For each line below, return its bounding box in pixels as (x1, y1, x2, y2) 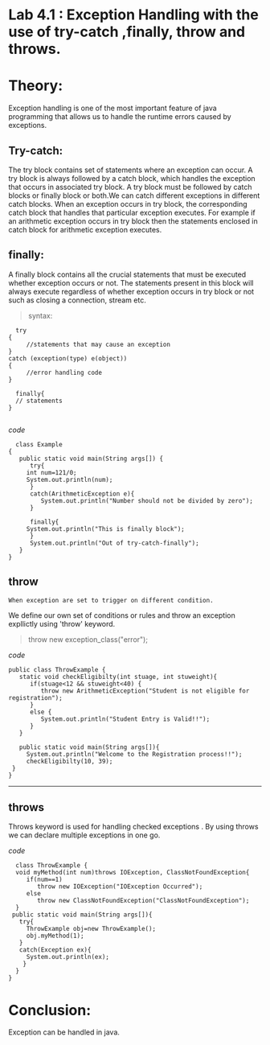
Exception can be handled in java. (8, 1027, 121, 1037)
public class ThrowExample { (8, 665, 106, 673)
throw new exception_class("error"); (27, 634, 149, 644)
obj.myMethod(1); (26, 932, 84, 940)
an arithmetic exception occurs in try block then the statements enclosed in (8, 216, 259, 226)
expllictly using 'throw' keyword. (8, 619, 116, 628)
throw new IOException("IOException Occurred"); (37, 882, 203, 891)
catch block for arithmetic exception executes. (8, 224, 162, 234)
